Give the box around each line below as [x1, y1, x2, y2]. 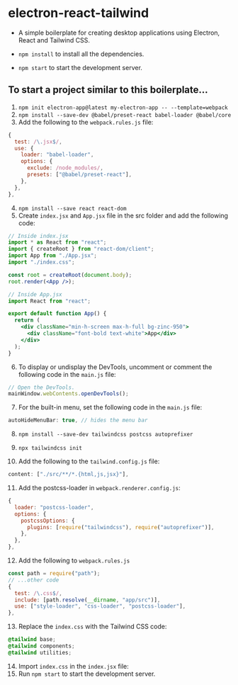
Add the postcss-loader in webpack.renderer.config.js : [18, 484, 181, 492]
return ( [14, 317, 40, 324]
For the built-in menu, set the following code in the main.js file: [18, 403, 203, 412]
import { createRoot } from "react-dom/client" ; [8, 246, 154, 253]
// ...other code [8, 576, 59, 584]
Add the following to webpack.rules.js [18, 556, 130, 565]
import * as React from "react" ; [8, 239, 107, 246]
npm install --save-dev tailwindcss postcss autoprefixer [18, 431, 193, 438]
